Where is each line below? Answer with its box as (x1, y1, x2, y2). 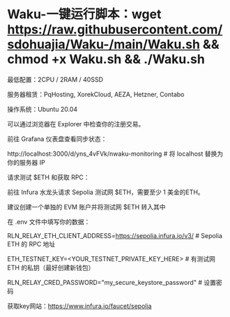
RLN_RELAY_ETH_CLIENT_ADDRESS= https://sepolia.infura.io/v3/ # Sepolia (7, 231, 223, 239)
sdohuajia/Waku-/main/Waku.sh (7, 36, 201, 52)
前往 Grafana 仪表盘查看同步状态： (7, 134, 107, 143)
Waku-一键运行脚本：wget (7, 6, 162, 22)
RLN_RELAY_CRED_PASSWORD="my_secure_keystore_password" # (7, 278, 203, 286)
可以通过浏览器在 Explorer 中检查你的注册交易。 (7, 119, 145, 128)
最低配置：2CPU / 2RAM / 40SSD (7, 75, 103, 84)
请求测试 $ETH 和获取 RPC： (7, 172, 90, 182)
